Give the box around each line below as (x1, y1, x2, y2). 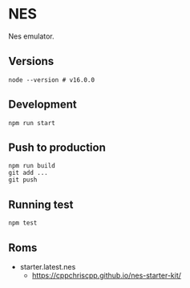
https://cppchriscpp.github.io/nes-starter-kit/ (31, 270, 182, 280)
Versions (8, 55, 55, 68)
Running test (8, 197, 74, 211)
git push (8, 176, 38, 185)
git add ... (8, 169, 48, 177)
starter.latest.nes (19, 262, 76, 271)
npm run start (8, 119, 56, 127)
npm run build (8, 162, 56, 170)
